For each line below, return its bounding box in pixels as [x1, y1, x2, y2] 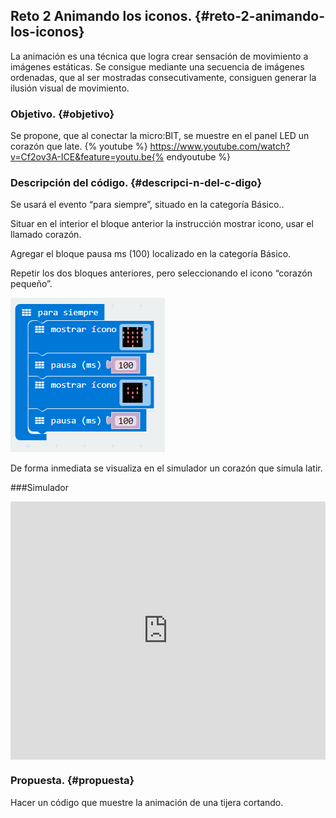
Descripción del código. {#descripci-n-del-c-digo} [10, 176, 263, 190]
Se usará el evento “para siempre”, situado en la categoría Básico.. [10, 199, 285, 211]
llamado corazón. [10, 229, 82, 241]
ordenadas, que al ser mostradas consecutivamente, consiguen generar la [10, 71, 317, 83]
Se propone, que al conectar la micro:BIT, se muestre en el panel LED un [10, 130, 310, 142]
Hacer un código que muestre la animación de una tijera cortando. [10, 796, 284, 808]
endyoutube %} [166, 151, 232, 163]
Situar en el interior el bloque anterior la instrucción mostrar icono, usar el [10, 218, 314, 230]
